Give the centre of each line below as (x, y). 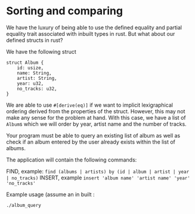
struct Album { (25, 63)
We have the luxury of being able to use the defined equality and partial (94, 27)
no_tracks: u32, (37, 89)
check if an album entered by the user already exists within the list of (91, 142)
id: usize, (30, 68)
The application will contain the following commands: (72, 160)
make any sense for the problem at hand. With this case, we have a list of (96, 117)
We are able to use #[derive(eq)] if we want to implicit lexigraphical (89, 105)
